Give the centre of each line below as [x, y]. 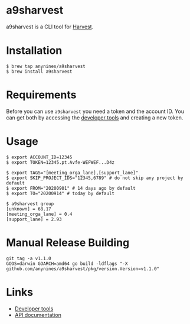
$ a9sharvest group [30, 204]
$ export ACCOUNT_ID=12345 [39, 157]
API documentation [38, 315]
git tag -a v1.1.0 [29, 258]
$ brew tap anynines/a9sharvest [46, 66]
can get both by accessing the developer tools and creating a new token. [95, 117]
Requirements [41, 95]
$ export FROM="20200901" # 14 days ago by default [71, 188]
